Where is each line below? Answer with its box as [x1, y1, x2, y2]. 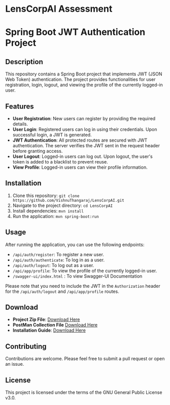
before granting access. [12, 148, 63, 154]
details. [12, 121, 28, 127]
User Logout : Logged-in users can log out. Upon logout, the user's [12, 153, 153, 159]
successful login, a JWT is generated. [12, 132, 92, 138]
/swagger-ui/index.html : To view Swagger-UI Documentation [12, 273, 143, 279]
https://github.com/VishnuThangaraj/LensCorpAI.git [12, 198, 124, 203]
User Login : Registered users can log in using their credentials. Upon [12, 126, 157, 132]
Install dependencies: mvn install [12, 207, 84, 214]
